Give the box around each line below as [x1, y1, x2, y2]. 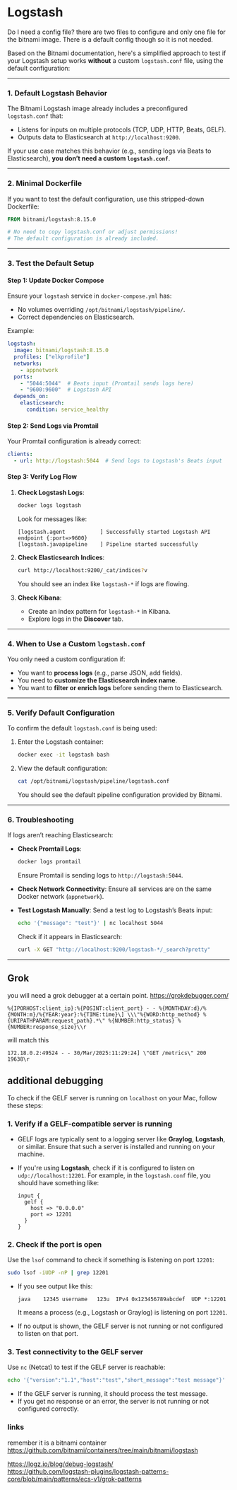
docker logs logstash [17, 502, 81, 509]
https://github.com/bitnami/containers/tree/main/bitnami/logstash [7, 1445, 199, 1454]
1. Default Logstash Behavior [7, 88, 108, 98]
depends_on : [13, 393, 49, 400]
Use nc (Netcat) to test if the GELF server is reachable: [7, 1363, 166, 1372]
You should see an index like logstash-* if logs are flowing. [17, 579, 189, 588]
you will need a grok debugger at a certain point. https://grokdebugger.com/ [7, 991, 229, 999]
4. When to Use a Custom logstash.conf [7, 639, 146, 648]
